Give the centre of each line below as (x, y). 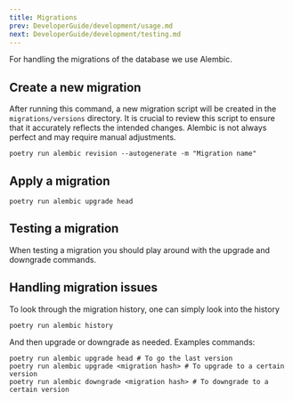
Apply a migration (60, 180)
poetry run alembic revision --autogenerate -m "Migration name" (133, 154)
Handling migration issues (84, 287)
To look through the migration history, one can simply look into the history (145, 309)
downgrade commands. (53, 259)
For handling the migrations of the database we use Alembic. (121, 60)
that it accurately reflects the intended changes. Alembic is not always (138, 128)
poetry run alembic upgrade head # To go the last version (121, 358)
